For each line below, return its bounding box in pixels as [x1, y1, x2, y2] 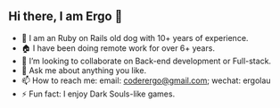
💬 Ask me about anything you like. [21, 64, 147, 76]
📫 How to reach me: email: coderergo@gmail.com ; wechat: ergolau [21, 75, 271, 86]
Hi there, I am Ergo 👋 [8, 9, 123, 24]
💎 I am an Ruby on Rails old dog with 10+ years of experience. [21, 32, 249, 43]
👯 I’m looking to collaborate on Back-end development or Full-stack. [21, 55, 272, 66]
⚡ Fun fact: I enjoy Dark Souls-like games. [21, 88, 176, 99]
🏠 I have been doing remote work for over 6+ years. [21, 42, 216, 54]
